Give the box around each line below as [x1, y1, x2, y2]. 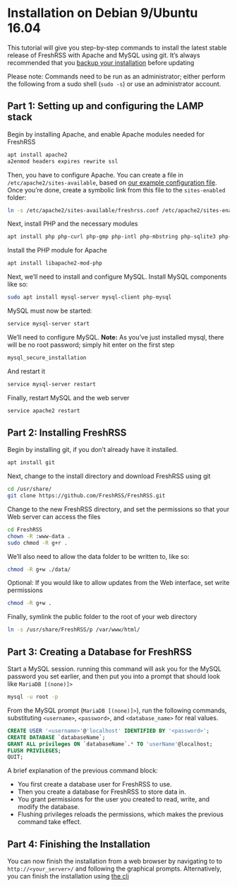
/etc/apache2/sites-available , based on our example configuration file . [7, 178, 217, 187]
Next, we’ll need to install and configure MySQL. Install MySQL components [7, 272, 227, 281]
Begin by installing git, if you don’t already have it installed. [7, 446, 178, 454]
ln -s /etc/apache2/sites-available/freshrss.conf [7, 207, 159, 214]
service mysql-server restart [7, 381, 97, 388]
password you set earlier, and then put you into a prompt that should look [7, 672, 221, 680]
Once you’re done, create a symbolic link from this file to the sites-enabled [7, 185, 226, 194]
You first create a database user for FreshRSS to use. [17, 780, 172, 789]
